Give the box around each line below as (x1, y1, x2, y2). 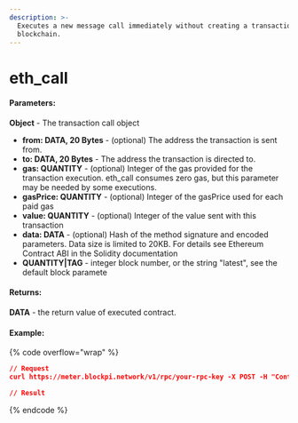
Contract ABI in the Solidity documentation (21, 248, 178, 259)
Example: (9, 327, 45, 338)
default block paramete (21, 267, 108, 277)
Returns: (9, 287, 43, 298)
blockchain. (17, 29, 62, 38)
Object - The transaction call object (9, 117, 140, 128)
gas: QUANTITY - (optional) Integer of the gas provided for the (21, 163, 254, 173)
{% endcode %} (9, 404, 68, 415)
